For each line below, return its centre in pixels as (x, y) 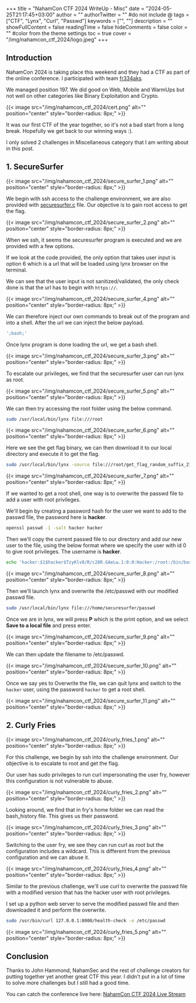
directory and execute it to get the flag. (53, 454)
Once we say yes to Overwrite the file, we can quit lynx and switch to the (94, 683)
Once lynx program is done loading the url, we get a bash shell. (82, 344)
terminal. (17, 270)
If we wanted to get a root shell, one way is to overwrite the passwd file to (95, 493)
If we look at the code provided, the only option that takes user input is (91, 257)
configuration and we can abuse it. (48, 857)
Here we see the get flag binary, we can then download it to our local (89, 448)
